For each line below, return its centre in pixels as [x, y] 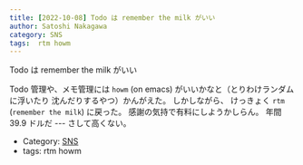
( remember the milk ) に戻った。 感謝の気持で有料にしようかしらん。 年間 [146, 112]
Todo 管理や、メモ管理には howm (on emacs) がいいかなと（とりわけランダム [152, 89]
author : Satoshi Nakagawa [58, 26]
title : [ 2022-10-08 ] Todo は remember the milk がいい [112, 18]
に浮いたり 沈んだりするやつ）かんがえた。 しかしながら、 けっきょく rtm [147, 101]
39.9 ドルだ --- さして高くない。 [70, 123]
